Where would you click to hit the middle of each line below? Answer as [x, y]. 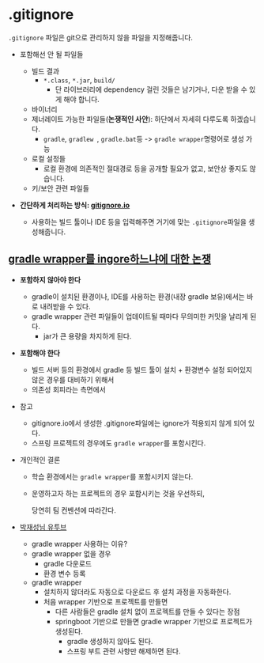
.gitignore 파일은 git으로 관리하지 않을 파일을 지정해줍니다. [101, 37]
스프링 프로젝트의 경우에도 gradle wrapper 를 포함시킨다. [119, 443]
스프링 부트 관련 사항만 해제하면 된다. [124, 651]
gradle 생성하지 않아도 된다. [110, 641]
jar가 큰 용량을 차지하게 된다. [87, 336]
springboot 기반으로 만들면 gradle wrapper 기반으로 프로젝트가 [154, 621]
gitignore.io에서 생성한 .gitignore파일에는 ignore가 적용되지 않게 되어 [139, 423]
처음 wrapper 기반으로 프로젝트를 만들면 [106, 601]
